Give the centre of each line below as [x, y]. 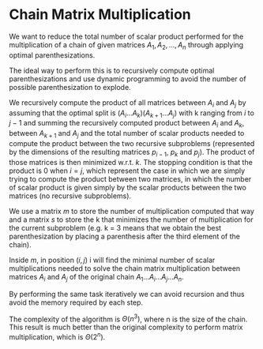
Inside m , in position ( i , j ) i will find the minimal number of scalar [112, 260]
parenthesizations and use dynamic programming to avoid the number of [128, 79]
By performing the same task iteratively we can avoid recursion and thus [127, 294]
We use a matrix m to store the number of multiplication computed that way [132, 211]
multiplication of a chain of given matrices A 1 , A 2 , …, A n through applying [126, 45]
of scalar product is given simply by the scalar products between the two [128, 187]
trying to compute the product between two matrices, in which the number [130, 178]
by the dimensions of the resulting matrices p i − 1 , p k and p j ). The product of [132, 153]
